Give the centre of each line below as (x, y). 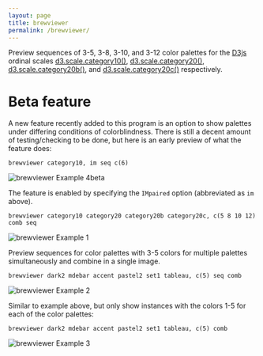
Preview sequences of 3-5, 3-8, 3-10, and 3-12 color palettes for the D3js (128, 53)
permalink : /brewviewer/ (49, 30)
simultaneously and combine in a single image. (84, 261)
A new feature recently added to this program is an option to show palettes (130, 123)
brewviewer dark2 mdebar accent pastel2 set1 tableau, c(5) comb (118, 329)
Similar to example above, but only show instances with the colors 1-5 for (127, 306)
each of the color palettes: (51, 314)
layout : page (30, 15)
